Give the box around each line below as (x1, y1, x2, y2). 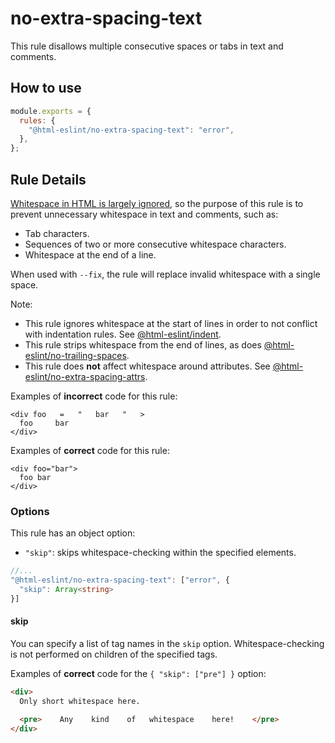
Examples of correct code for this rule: (10, 444, 170, 456)
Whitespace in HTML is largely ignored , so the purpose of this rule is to (10, 197, 304, 209)
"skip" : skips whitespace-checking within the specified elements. (24, 547, 297, 559)
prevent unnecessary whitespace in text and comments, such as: (10, 208, 279, 220)
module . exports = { (10, 106, 92, 116)
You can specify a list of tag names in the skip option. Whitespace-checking (10, 637, 325, 649)
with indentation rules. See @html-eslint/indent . (24, 328, 222, 340)
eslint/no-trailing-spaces (24, 349, 127, 361)
